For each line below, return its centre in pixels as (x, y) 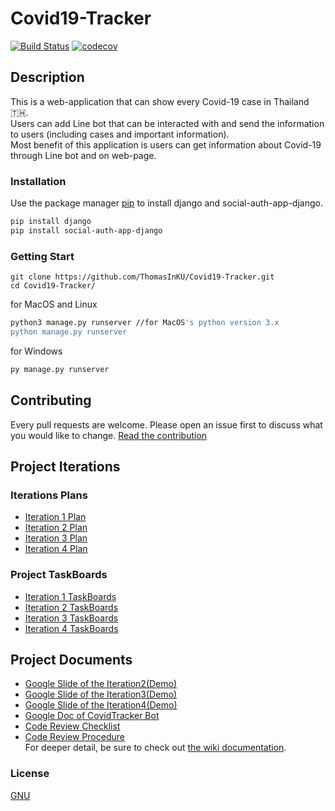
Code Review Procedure (74, 737)
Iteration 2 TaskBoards (71, 607)
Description (47, 77)
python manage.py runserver (69, 332)
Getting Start (42, 256)
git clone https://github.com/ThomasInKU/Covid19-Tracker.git (142, 277)
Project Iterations (65, 466)
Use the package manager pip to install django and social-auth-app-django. (166, 203)
